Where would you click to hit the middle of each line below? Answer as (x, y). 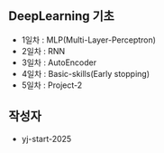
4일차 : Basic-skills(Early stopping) (86, 73)
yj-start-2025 (46, 139)
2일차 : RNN (43, 51)
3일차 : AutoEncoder (59, 62)
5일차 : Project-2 (52, 85)
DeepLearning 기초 (61, 16)
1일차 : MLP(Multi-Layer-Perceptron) (89, 40)
